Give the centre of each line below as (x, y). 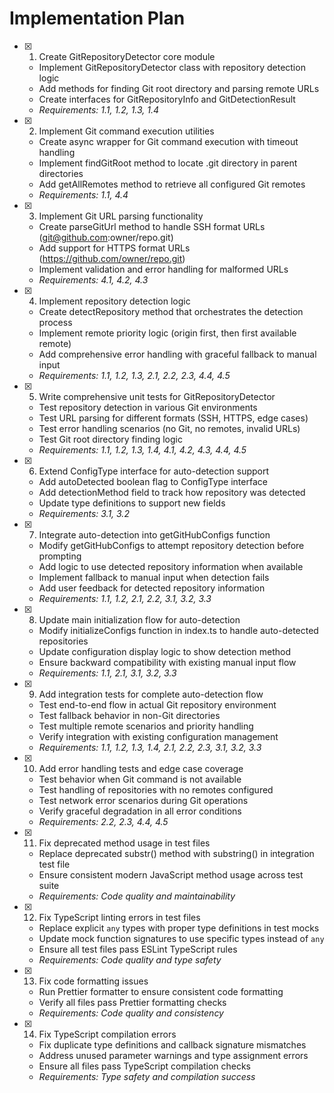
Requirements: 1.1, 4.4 (83, 194)
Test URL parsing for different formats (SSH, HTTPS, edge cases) (173, 418)
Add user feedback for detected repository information (152, 588)
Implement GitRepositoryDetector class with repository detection (172, 67)
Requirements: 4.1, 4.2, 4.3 (93, 279)
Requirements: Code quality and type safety (130, 959)
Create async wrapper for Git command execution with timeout (168, 141)
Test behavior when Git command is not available (140, 779)
